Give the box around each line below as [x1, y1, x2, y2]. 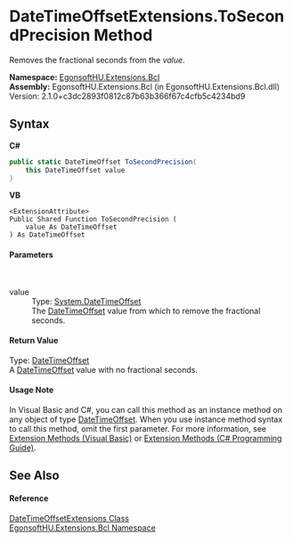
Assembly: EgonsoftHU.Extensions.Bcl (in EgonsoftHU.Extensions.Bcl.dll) [9, 81, 281, 92]
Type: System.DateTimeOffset [31, 295, 142, 306]
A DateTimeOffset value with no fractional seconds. [9, 364, 199, 375]
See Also [9, 468, 60, 483]
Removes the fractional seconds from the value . [9, 54, 185, 65]
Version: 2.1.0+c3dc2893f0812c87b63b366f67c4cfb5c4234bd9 [9, 91, 246, 101]
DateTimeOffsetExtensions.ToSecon [9, 6, 285, 27]
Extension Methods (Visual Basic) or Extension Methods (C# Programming [9, 433, 282, 443]
